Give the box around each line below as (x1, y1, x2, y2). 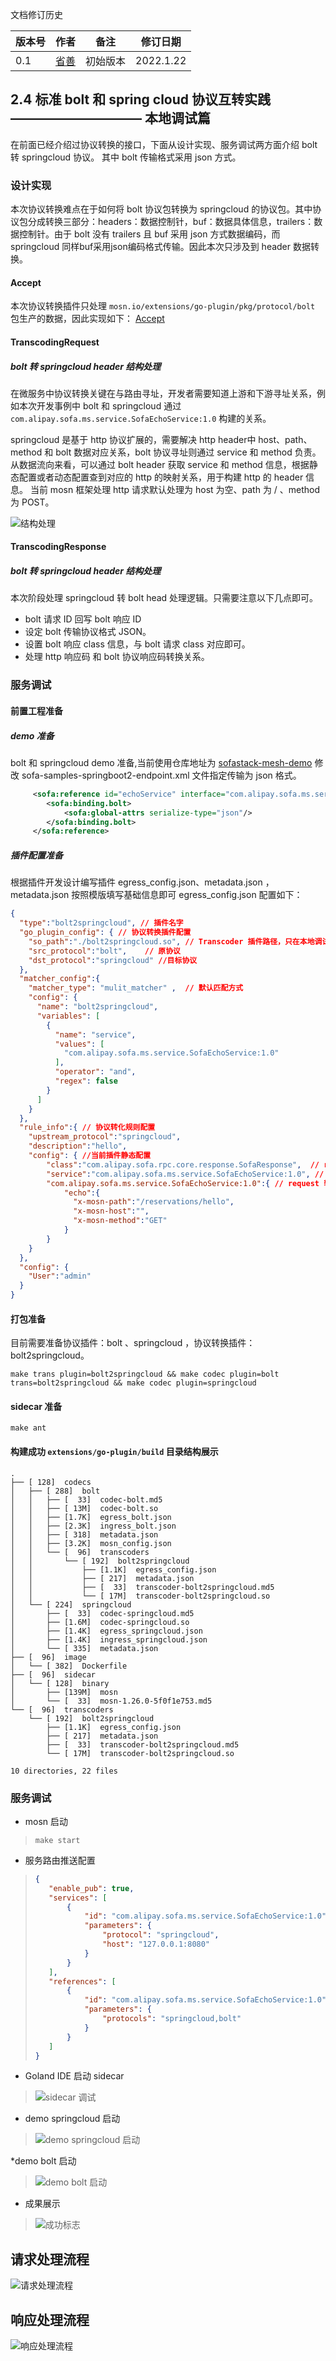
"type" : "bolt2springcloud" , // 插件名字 (19, 918, 184, 928)
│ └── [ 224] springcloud (10, 1599, 132, 1610)
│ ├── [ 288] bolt (10, 1486, 101, 1496)
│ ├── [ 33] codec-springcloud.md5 (10, 1608, 195, 1618)
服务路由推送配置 (24, 1854, 96, 1866)
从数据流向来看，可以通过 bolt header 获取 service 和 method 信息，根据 (10, 458, 310, 470)
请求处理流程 (10, 2251, 90, 2268)
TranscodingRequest (10, 336, 100, 348)
